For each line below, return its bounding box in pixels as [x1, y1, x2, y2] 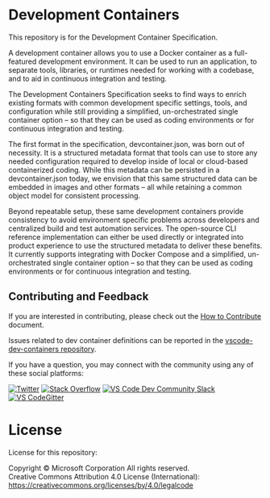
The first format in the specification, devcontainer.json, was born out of [8, 139, 245, 149]
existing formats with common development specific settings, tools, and [8, 98, 247, 107]
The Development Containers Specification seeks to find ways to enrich [8, 89, 247, 98]
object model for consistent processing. [8, 190, 141, 200]
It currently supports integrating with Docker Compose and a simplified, [8, 249, 247, 259]
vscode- [225, 335, 254, 345]
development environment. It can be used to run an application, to [38, 56, 258, 66]
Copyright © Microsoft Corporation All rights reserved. [8, 462, 190, 473]
